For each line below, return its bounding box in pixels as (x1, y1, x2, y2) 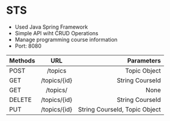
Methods (9, 56, 36, 64)
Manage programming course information (14, 36, 118, 43)
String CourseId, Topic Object (78, 105, 161, 113)
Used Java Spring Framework (14, 23, 88, 30)
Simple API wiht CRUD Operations (14, 29, 98, 36)
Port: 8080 (14, 42, 42, 49)
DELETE (9, 95, 32, 104)
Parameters (127, 56, 161, 64)
